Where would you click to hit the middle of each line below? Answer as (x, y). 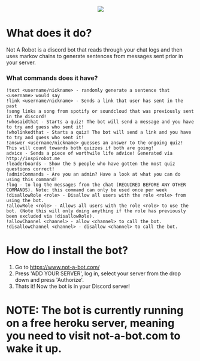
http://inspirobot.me (33, 159)
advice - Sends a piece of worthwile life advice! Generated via (89, 154)
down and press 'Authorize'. (49, 280)
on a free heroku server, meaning (90, 323)
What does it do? (49, 33)
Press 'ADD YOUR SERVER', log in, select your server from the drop (98, 273)
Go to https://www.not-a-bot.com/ (57, 267)
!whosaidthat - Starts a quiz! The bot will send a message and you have (100, 122)
